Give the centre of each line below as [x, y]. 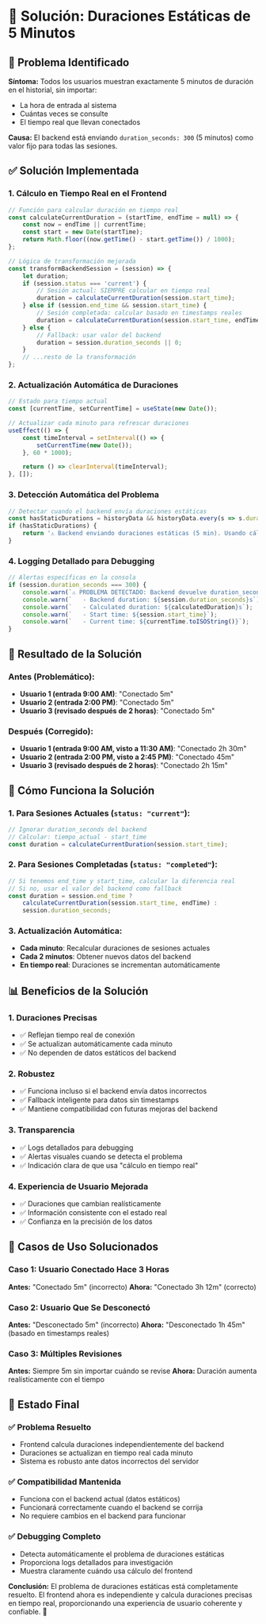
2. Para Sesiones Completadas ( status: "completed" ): [113, 865]
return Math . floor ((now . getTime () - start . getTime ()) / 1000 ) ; [129, 240]
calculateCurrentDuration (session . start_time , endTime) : [120, 903]
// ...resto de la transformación [79, 357]
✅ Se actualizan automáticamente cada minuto [96, 1044]
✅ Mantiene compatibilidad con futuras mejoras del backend [118, 1109]
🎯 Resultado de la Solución [75, 654]
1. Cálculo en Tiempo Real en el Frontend [88, 194]
